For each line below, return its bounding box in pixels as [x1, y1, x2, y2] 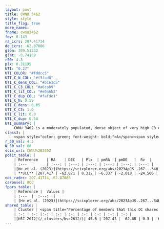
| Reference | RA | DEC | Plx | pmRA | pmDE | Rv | [14, 157, 152, 162]
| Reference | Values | [14, 189, 64, 194]
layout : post [5, 7, 32, 12]
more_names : [5, 25, 29, 30]
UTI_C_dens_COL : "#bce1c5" [5, 80, 60, 85]
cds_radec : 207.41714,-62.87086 [5, 176, 71, 181]
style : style [5, 16, 32, 21]
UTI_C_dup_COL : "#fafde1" [5, 93, 58, 98]
